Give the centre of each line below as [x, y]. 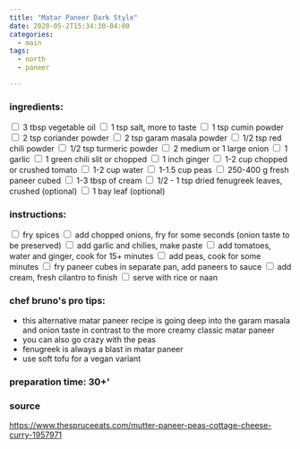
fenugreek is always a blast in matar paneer [103, 349]
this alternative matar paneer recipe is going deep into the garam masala [156, 320]
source [25, 406]
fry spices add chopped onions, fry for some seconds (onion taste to [156, 235]
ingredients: [37, 107]
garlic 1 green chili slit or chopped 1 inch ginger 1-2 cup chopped [149, 160]
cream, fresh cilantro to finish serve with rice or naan [113, 278]
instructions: [38, 214]
